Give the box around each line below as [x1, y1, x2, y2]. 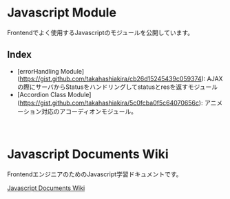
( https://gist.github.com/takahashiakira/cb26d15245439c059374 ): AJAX [17, 74, 223, 83]
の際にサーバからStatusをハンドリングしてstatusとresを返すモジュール [17, 83, 218, 91]
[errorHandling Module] [17, 67, 85, 75]
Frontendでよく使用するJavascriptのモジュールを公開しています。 [7, 28, 194, 36]
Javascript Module [7, 5, 117, 21]
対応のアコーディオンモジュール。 [41, 107, 138, 115]
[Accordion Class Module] [17, 90, 92, 98]
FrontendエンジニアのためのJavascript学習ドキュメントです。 [7, 170, 182, 178]
